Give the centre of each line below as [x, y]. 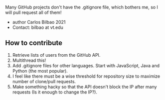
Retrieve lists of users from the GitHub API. [56, 55]
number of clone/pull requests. [44, 81]
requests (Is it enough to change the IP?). [55, 92]
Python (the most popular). [40, 71]
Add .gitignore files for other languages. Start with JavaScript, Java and [86, 65]
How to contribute [34, 43]
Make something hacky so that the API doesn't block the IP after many [84, 87]
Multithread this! [29, 60]
